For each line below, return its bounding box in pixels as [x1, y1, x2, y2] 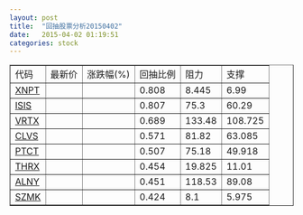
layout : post [9, 13, 59, 23]
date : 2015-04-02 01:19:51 [9, 30, 119, 39]
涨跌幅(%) [87, 69, 131, 81]
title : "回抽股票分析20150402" [9, 22, 124, 31]
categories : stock [9, 38, 78, 48]
